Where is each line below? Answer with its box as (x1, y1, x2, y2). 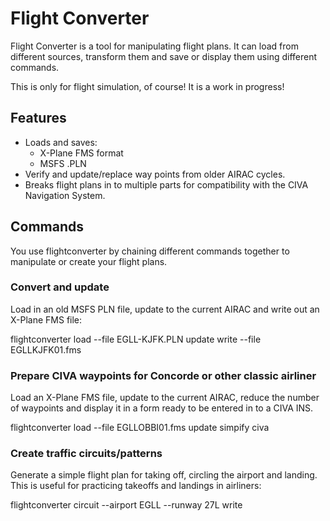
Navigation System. (24, 189, 106, 201)
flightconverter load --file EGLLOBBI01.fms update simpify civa (10, 422, 270, 434)
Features (10, 110, 67, 127)
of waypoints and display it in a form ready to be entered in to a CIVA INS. (10, 402, 314, 414)
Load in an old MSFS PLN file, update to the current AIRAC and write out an (10, 303, 320, 315)
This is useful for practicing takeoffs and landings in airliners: (10, 480, 262, 492)
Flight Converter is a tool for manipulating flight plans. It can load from (10, 40, 299, 52)
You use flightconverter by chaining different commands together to (10, 245, 290, 257)
